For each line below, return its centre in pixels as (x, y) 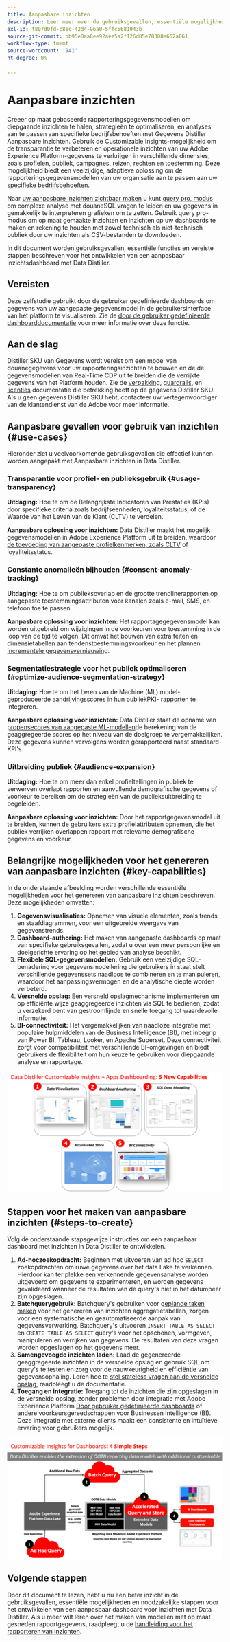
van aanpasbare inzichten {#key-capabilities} (107, 871)
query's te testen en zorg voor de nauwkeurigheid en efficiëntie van (113, 1369)
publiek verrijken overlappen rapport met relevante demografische (101, 832)
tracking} (23, 579)
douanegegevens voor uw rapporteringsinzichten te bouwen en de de (106, 368)
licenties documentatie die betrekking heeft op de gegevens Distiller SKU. (111, 390)
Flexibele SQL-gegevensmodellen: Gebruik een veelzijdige (101, 959)
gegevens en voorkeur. (40, 839)
